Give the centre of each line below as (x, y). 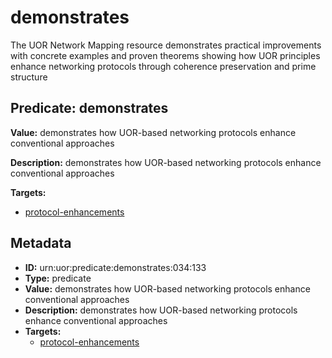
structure (29, 77)
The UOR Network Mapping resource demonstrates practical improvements (166, 45)
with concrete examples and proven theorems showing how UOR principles (165, 55)
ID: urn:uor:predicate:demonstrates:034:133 (115, 267)
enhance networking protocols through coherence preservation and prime (163, 66)
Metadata (41, 243)
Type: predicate (58, 278)
